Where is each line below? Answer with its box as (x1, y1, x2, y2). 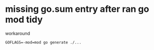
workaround (5, 30, 30, 36)
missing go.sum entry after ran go (5, 3, 149, 15)
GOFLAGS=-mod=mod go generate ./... (5, 40, 81, 45)
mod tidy (5, 14, 43, 25)
